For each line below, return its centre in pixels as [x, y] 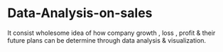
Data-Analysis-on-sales [80, 13]
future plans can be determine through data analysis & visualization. [107, 40]
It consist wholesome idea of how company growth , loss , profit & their [111, 33]
